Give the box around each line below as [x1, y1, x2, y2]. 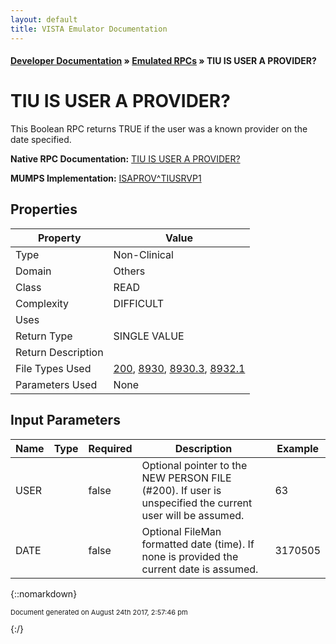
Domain [15, 264, 52, 278]
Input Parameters [10, 412, 121, 429]
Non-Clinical [113, 247, 174, 261]
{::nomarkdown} [10, 587, 78, 600]
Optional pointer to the [141, 458, 248, 472]
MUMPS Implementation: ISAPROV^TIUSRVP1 [10, 172, 202, 185]
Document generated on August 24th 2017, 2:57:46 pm [10, 607, 188, 617]
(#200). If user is [141, 483, 222, 497]
